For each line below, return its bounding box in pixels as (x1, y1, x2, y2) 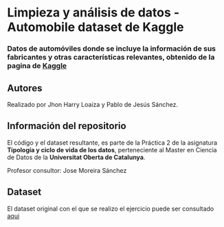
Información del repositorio (7, 120, 126, 132)
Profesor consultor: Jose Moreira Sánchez (7, 166, 127, 174)
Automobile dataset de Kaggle (7, 19, 184, 35)
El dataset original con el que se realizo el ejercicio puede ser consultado (7, 204, 214, 213)
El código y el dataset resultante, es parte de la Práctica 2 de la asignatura (7, 139, 218, 147)
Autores (7, 82, 43, 94)
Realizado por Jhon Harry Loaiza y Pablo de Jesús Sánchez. (7, 100, 179, 108)
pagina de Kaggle (7, 61, 67, 71)
